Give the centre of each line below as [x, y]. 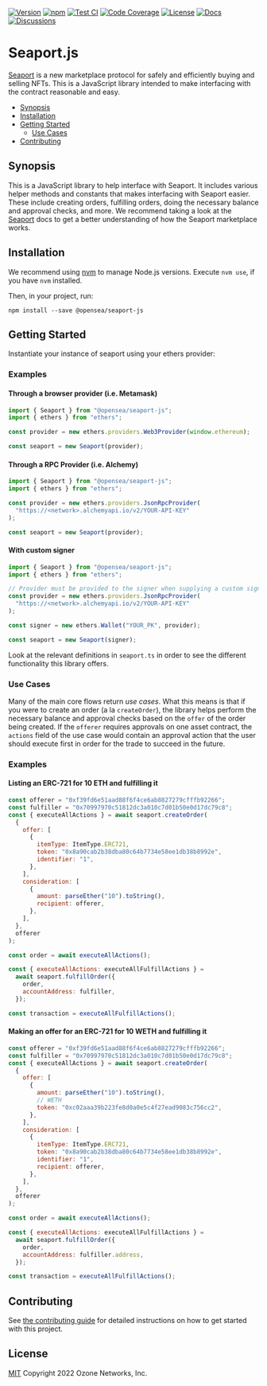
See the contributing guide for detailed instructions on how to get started [128, 1321]
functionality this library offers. [58, 663]
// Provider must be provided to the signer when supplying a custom [126, 589]
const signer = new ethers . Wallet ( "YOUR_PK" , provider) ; [104, 625]
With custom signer [42, 550]
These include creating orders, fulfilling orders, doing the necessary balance [133, 202]
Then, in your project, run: [51, 295]
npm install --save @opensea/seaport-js [76, 310]
